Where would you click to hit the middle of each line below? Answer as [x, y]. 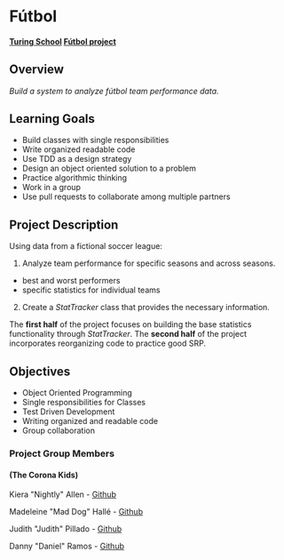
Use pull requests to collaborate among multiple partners [126, 196]
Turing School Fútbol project [63, 41]
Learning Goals [52, 119]
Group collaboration [59, 431]
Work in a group [51, 188]
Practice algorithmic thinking [74, 178]
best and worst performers [71, 281]
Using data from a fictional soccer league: [86, 246]
